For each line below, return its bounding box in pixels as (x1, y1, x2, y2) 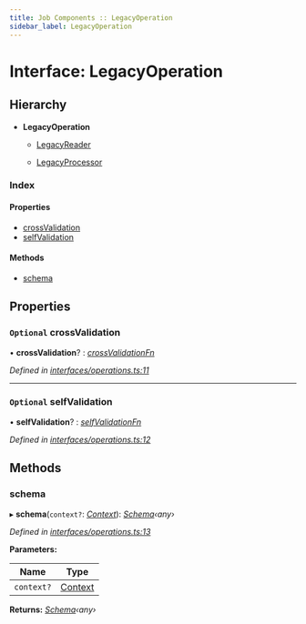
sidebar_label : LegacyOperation (9, 22, 132, 31)
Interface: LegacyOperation (9, 61, 223, 82)
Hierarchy (9, 97, 67, 113)
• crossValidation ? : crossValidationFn (9, 347, 155, 357)
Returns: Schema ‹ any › (9, 604, 97, 615)
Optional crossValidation (9, 327, 121, 339)
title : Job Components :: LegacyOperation (9, 13, 173, 23)
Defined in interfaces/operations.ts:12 (9, 434, 151, 445)
